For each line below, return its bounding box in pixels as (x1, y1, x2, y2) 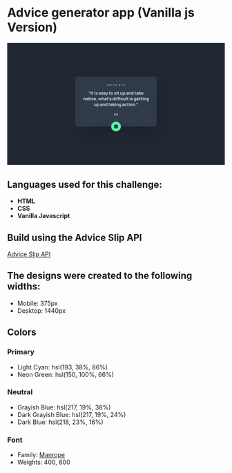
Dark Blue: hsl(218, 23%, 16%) (17, 418, 104, 426)
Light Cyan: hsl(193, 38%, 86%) (17, 363, 108, 371)
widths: (7, 281, 41, 293)
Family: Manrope (17, 451, 66, 459)
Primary (7, 347, 35, 357)
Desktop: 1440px (17, 306, 66, 315)
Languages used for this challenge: (7, 178, 162, 191)
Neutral (7, 387, 33, 397)
